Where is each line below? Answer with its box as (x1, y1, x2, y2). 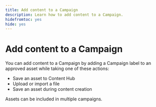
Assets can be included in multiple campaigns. (5, 96, 103, 102)
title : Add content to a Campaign (5, 7, 79, 13)
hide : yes (5, 21, 26, 27)
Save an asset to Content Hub (12, 76, 75, 82)
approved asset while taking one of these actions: (5, 65, 109, 72)
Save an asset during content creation (12, 86, 92, 92)
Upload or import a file (12, 81, 60, 87)
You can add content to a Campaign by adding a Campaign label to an (5, 60, 151, 66)
